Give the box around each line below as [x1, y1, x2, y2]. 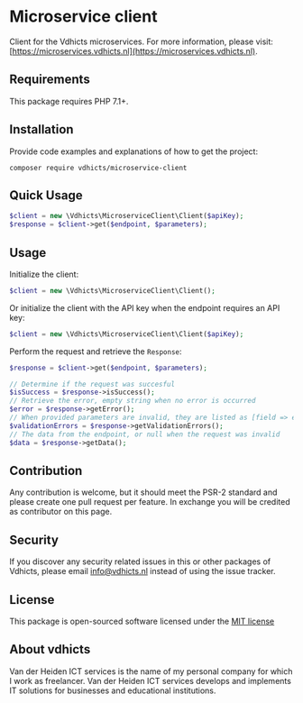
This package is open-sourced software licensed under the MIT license [9, 616, 275, 626]
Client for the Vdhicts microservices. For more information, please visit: [9, 36, 273, 47]
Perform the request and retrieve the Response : [9, 345, 182, 357]
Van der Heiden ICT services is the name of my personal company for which [9, 665, 293, 677]
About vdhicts [9, 642, 91, 657]
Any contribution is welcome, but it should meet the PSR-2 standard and [9, 487, 278, 498]
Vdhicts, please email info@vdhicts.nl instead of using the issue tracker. [9, 566, 276, 577]
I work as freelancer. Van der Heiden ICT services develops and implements [9, 675, 291, 686]
